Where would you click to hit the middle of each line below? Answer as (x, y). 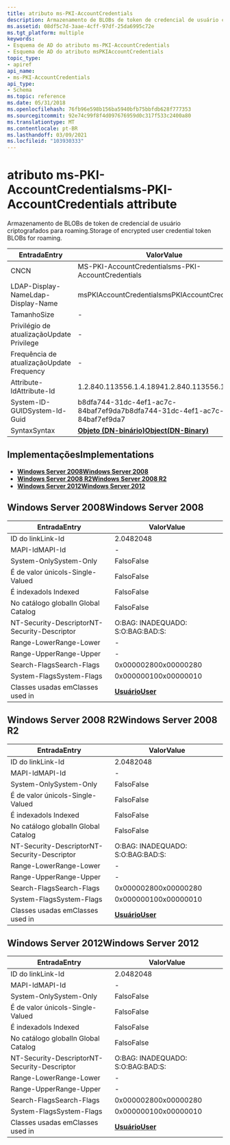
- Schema (20, 90)
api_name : (21, 71)
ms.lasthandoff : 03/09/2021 (47, 135)
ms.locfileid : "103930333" (46, 141)
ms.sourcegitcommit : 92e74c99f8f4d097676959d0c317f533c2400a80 (99, 115)
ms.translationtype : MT (41, 122)
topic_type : (24, 58)
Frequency (28, 372)
